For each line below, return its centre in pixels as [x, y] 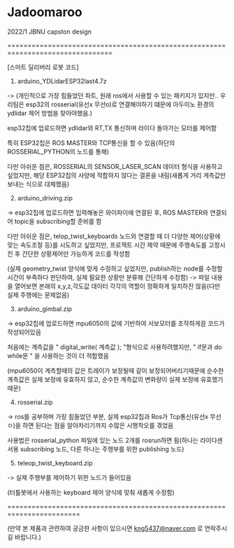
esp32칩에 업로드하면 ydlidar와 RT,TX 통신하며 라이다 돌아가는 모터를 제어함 [112, 128]
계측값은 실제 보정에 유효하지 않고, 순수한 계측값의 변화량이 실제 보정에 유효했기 [115, 379]
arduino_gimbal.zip [44, 308]
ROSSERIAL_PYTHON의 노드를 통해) [58, 151]
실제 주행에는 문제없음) [38, 294]
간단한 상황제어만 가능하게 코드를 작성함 [76, 254]
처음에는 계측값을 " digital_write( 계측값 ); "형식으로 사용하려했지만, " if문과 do [115, 347]
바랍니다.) [28, 537]
